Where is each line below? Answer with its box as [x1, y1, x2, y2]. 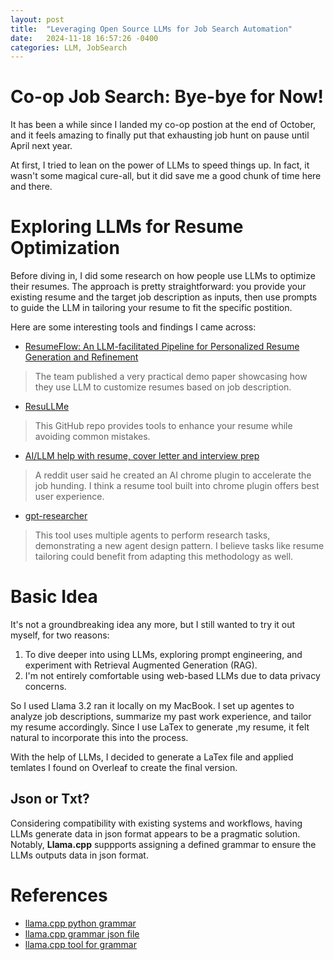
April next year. [10, 140, 73, 152]
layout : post [10, 14, 65, 25]
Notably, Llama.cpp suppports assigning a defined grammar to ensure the [10, 838, 317, 850]
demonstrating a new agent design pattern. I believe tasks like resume [34, 540, 325, 552]
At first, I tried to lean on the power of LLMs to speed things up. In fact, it [10, 159, 310, 171]
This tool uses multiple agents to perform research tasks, [34, 529, 271, 541]
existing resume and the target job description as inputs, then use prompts [10, 291, 318, 303]
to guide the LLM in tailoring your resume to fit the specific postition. [10, 302, 293, 314]
